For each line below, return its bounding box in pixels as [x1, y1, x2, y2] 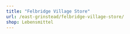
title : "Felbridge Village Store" [6, 8, 91, 14]
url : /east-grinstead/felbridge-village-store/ [6, 14, 125, 20]
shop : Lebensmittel [6, 19, 54, 25]
